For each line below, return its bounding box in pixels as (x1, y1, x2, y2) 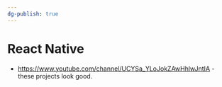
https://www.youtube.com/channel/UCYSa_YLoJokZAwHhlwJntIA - (17, 64, 215, 73)
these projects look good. (17, 71, 93, 80)
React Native (7, 40, 85, 57)
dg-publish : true (7, 10, 59, 18)
